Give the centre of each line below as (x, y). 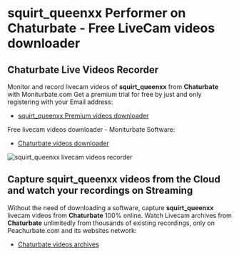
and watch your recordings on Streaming (100, 191)
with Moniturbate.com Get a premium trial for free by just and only (105, 94)
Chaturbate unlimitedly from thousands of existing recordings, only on (111, 223)
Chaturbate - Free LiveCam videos (111, 28)
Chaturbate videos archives (59, 244)
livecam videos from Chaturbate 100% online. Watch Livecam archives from (119, 215)
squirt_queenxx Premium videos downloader (83, 116)
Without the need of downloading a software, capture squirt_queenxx (111, 207)
